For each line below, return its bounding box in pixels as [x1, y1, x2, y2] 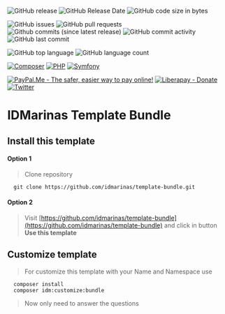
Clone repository [24, 170, 73, 178]
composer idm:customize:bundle [13, 287, 105, 294]
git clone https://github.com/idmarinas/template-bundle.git [13, 184, 196, 190]
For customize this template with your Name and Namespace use [24, 267, 212, 276]
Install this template [7, 135, 96, 147]
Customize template [7, 248, 97, 261]
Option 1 [7, 154, 32, 163]
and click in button [164, 220, 218, 230]
